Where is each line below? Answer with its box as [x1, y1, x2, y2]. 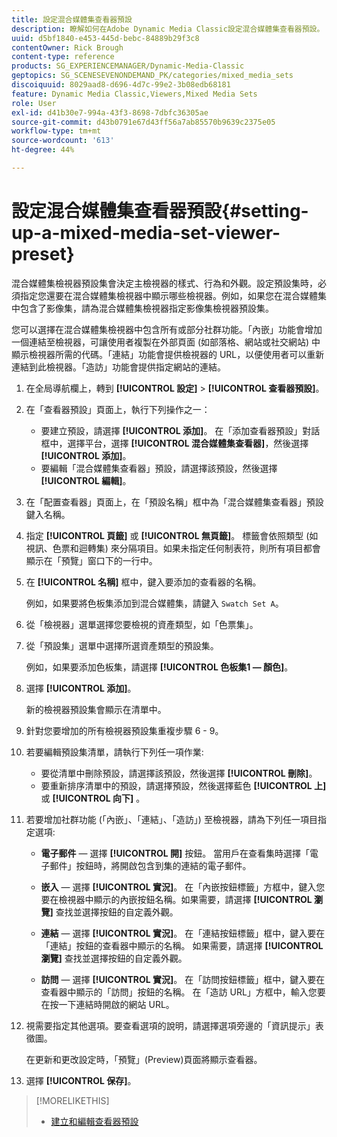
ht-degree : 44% [11, 145, 75, 155]
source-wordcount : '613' [11, 136, 115, 146]
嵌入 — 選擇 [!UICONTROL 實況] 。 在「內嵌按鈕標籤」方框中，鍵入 [40, 881, 317, 893]
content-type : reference [11, 52, 115, 62]
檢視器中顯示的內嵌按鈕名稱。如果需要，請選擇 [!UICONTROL [58, 893, 313, 905]
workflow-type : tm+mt [11, 126, 102, 136]
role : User [11, 98, 57, 108]
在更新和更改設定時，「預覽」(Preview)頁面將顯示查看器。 [25, 1053, 263, 1065]
